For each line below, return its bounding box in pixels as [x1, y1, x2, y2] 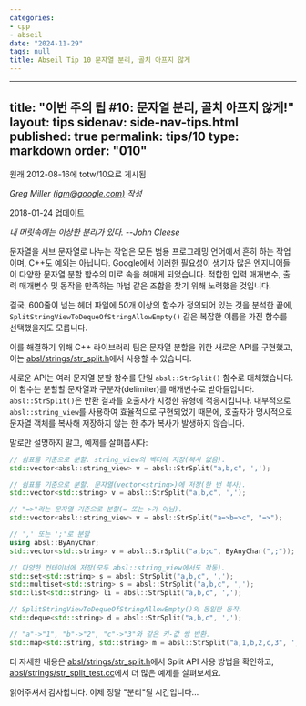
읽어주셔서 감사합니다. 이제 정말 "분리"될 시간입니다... [9, 686, 199, 697]
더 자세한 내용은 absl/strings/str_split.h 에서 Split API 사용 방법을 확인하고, [9, 656, 275, 667]
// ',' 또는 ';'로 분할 [9, 529, 90, 540]
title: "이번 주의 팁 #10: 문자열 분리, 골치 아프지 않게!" [9, 100, 295, 116]
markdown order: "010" [9, 143, 148, 159]
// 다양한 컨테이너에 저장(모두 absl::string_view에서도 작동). [9, 563, 226, 572]
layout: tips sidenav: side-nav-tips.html [9, 115, 239, 130]
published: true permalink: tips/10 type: [9, 129, 240, 145]
